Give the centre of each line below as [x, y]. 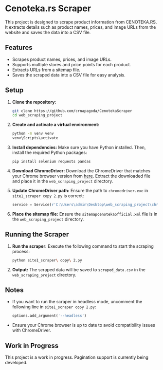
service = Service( [32, 204]
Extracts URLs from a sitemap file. [46, 70]
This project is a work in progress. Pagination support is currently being [77, 357]
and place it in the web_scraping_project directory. [63, 181]
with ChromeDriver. [31, 330]
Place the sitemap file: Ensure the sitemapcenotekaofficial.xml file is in [85, 214]
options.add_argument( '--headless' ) [49, 316]
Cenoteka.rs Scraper [48, 9]
